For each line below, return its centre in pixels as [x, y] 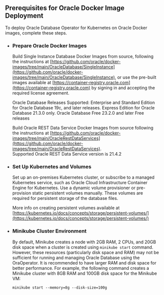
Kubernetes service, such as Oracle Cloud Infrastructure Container [80, 183]
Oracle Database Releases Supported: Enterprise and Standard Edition [83, 102]
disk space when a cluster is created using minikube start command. [83, 247]
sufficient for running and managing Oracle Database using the [76, 258]
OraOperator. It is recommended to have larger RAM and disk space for [84, 262]
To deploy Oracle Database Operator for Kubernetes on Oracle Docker [76, 28]
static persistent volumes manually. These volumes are [88, 193]
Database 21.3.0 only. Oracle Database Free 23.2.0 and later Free [78, 113]
